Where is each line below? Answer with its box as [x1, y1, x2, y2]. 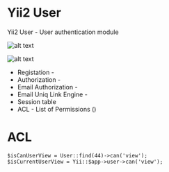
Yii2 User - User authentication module [7, 28, 120, 36]
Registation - [17, 68, 54, 76]
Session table [17, 97, 57, 105]
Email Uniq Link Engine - [17, 90, 88, 98]
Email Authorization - [17, 83, 78, 91]
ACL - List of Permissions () [17, 105, 97, 113]
